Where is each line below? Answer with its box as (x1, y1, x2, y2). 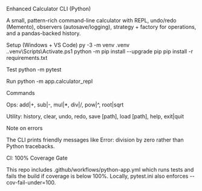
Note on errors (6, 125, 43, 132)
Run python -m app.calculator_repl (6, 78, 93, 85)
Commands (6, 89, 35, 96)
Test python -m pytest (6, 66, 62, 73)
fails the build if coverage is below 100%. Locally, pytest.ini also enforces (6, 172, 189, 180)
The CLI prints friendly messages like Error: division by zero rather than (6, 136, 184, 143)
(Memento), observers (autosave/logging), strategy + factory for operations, (6, 24, 197, 30)
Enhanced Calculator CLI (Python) (6, 5, 91, 12)
